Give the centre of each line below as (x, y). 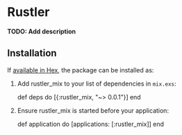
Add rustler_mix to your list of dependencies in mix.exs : (97, 84)
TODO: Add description (42, 31)
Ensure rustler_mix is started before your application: (93, 110)
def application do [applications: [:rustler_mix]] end (91, 124)
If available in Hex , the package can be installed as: (81, 70)
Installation (32, 53)
